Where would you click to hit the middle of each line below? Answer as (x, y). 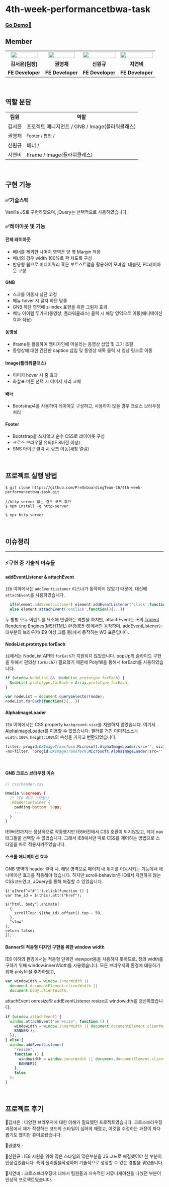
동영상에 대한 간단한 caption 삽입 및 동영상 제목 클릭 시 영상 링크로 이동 (82, 350)
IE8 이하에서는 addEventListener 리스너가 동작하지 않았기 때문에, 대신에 (76, 589)
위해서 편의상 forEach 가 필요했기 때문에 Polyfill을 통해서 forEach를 (76, 662)
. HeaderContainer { (30, 803)
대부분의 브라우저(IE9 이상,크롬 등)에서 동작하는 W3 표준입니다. (67, 632)
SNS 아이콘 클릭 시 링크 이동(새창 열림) (51, 449)
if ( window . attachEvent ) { (33, 1017)
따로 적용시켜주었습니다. (42, 844)
